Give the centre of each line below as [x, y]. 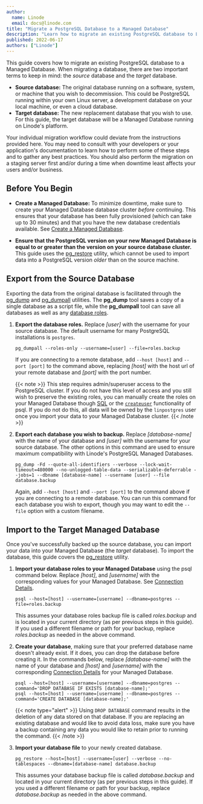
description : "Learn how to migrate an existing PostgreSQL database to [100, 34]
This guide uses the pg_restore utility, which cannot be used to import [102, 253]
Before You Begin [40, 189]
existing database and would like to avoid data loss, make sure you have [105, 723]
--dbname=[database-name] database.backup [102, 764]
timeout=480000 [34, 470]
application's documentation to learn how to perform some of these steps [98, 150]
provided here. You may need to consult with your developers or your [93, 144]
